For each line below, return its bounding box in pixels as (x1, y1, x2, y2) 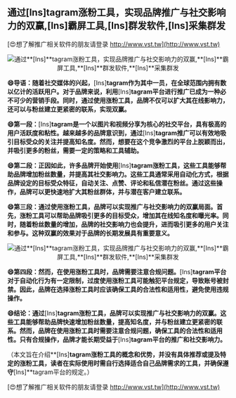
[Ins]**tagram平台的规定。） (13, 368, 93, 376)
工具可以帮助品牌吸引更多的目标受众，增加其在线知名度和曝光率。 (31, 211, 223, 219)
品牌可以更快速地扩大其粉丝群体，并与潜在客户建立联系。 (19, 187, 186, 195)
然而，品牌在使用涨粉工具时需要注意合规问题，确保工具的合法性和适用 (19, 326, 223, 335)
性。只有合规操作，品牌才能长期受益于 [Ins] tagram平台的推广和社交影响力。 (7, 335, 227, 343)
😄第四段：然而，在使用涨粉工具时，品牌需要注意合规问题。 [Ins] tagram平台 (7, 267, 227, 276)
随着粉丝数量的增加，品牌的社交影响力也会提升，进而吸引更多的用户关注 (19, 220, 229, 229)
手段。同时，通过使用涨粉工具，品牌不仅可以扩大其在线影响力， (44, 96, 229, 104)
